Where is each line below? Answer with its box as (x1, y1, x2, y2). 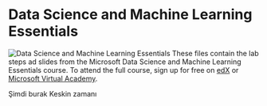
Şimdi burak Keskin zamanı (8, 89, 97, 98)
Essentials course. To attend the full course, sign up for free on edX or (8, 65, 239, 74)
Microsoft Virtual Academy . (8, 74, 98, 83)
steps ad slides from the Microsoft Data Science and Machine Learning (8, 57, 241, 66)
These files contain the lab (171, 48, 259, 58)
